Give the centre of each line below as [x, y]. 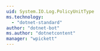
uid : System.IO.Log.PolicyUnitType [50, 11]
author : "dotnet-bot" [33, 28]
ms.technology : [25, 17]
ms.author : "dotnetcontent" [41, 33]
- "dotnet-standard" [37, 22]
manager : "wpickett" [32, 39]
